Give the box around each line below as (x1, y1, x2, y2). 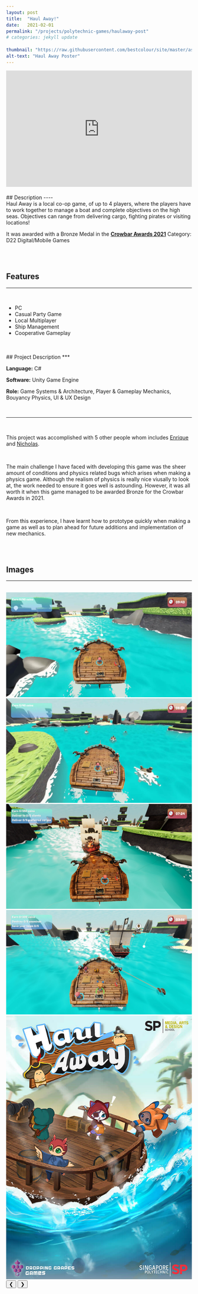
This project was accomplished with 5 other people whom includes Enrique (6, 434, 189, 441)
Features (6, 272, 39, 282)
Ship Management (14, 323, 60, 330)
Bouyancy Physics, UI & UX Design (6, 394, 91, 401)
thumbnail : (6, 47, 33, 53)
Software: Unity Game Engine (6, 376, 80, 383)
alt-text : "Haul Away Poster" (6, 53, 81, 59)
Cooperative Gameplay (14, 329, 71, 336)
